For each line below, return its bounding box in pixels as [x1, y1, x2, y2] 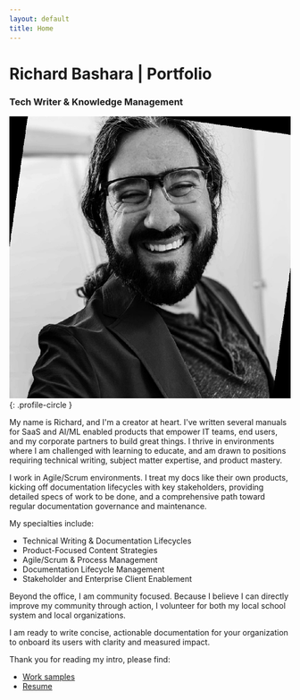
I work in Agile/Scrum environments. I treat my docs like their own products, [9, 472, 288, 482]
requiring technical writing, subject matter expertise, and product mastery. [9, 455, 283, 465]
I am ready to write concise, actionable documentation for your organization [9, 627, 288, 637]
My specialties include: [9, 517, 95, 528]
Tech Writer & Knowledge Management [9, 95, 184, 107]
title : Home [9, 23, 54, 33]
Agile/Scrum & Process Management [21, 554, 158, 565]
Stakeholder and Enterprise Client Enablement [21, 573, 193, 584]
